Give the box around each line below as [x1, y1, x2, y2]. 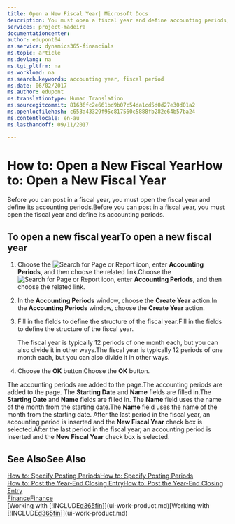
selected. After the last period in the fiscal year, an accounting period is [7, 425, 211, 434]
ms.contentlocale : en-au [7, 114, 80, 121]
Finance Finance [7, 494, 54, 502]
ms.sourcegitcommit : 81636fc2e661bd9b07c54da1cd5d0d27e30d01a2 [7, 102, 196, 109]
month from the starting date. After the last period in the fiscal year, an [7, 410, 211, 419]
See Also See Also [7, 453, 86, 465]
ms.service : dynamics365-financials [7, 43, 114, 50]
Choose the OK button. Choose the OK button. [17, 367, 150, 375]
